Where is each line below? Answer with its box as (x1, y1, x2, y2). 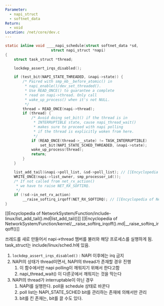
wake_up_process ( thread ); (31, 147, 84, 152)
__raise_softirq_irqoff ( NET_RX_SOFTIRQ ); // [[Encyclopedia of (22, 197, 154, 202)
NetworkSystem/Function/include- (41, 210, 111, 216)
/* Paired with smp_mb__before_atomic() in (22, 79, 112, 84)
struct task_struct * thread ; (14, 57, 73, 62)
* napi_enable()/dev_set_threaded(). (24, 84, 102, 88)
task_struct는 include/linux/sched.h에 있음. (5, 242, 90, 248)
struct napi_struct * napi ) (51, 47, 106, 53)
